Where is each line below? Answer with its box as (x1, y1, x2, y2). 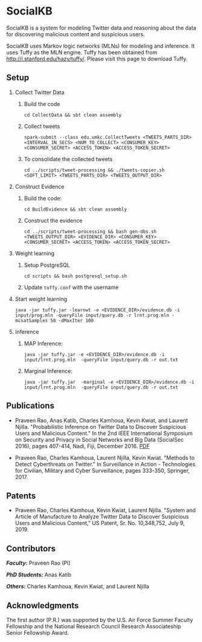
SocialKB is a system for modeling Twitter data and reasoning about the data (6, 24, 197, 31)
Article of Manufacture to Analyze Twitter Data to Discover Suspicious (14, 513, 189, 520)
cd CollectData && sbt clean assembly (24, 112, 122, 118)
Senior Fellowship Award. (6, 629, 69, 636)
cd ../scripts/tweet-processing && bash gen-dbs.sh (24, 228, 157, 235)
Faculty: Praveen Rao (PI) (6, 559, 71, 567)
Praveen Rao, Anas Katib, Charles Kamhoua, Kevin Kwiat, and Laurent (14, 416, 188, 424)
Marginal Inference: (24, 367, 73, 375)
